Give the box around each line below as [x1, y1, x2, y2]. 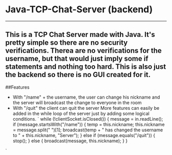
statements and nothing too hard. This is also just [5, 63, 166, 71]
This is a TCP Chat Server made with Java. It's [5, 30, 155, 39]
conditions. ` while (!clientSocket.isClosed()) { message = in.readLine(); [12, 115, 163, 122]
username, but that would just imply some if [5, 54, 148, 63]
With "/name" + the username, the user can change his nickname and [12, 94, 160, 100]
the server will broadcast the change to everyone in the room [12, 99, 142, 106]
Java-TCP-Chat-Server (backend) [5, 4, 153, 15]
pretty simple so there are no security [5, 38, 128, 47]
